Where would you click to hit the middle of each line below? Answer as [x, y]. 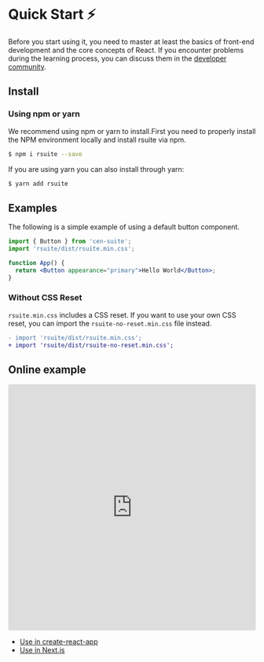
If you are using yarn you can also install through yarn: [96, 169]
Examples [33, 208]
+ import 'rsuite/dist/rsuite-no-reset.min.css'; [91, 345]
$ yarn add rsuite [38, 184]
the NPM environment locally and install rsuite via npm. [97, 139]
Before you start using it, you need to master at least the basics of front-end [131, 41]
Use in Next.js [42, 650]
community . [27, 66]
